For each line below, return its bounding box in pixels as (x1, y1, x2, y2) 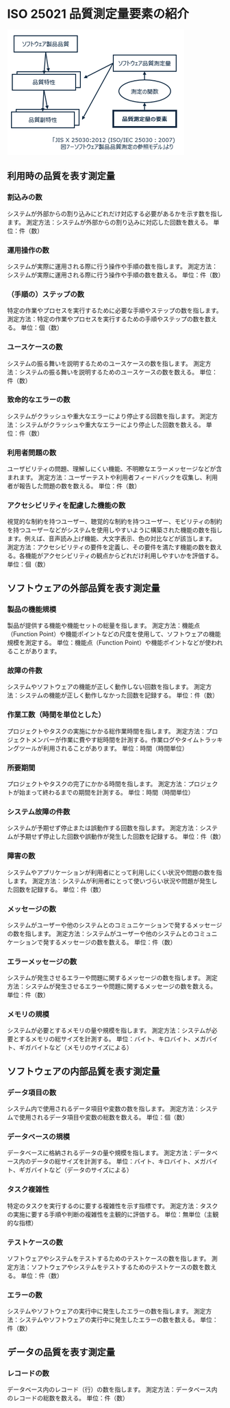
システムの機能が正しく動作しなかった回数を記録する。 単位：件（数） (18, 691, 219, 699)
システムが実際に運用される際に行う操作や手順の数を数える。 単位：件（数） (7, 271, 225, 279)
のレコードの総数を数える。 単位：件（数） (7, 1394, 129, 1403)
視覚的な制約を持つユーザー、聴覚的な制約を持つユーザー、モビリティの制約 (7, 518, 222, 526)
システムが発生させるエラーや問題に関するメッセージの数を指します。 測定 (7, 974, 218, 982)
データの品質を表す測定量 (7, 1346, 115, 1358)
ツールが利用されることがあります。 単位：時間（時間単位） (18, 744, 188, 752)
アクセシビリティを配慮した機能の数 (7, 501, 126, 510)
